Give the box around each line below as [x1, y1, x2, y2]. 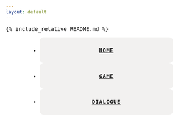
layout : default [5, 8, 47, 15]
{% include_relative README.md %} [5, 25, 109, 32]
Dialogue [91, 98, 121, 105]
